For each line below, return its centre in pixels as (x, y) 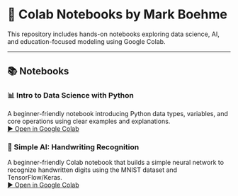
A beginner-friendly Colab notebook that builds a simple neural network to (116, 162)
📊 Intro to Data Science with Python (71, 96)
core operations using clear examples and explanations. (89, 121)
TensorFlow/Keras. (35, 177)
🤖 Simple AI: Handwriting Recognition (73, 146)
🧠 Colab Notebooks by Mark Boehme (118, 15)
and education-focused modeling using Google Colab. (86, 41)
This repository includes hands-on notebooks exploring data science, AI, (113, 34)
